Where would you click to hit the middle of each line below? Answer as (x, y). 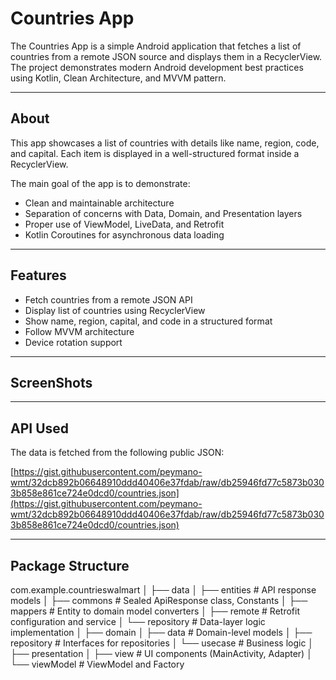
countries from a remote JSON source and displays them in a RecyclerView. (166, 56)
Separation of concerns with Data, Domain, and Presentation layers (163, 213)
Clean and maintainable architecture (99, 203)
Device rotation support (73, 342)
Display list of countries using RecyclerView (115, 310)
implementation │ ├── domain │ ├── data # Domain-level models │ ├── (161, 632)
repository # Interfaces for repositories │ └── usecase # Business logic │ (162, 643)
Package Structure (70, 565)
